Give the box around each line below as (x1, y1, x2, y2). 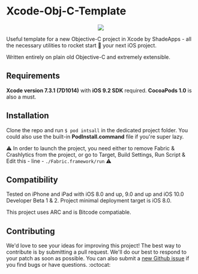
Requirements (6, 71, 60, 81)
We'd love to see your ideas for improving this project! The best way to (6, 242, 181, 249)
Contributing (6, 226, 55, 236)
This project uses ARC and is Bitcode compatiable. (6, 209, 131, 216)
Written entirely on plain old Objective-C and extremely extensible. (6, 53, 171, 61)
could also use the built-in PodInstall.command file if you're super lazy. (6, 133, 184, 140)
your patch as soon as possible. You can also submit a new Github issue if (6, 255, 190, 262)
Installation (6, 111, 49, 121)
